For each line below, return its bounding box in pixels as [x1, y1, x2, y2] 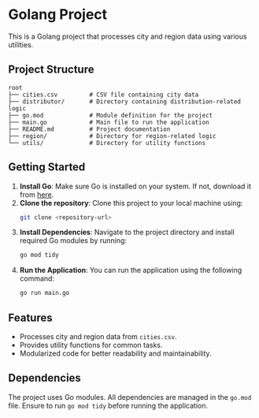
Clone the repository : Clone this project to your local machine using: [19, 198, 243, 207]
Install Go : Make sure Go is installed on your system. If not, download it [19, 181, 252, 191]
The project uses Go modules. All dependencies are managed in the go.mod [8, 392, 252, 401]
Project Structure [8, 63, 94, 77]
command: [19, 274, 55, 283]
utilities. [8, 39, 34, 49]
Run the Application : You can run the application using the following [19, 266, 242, 275]
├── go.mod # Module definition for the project [8, 111, 213, 119]
